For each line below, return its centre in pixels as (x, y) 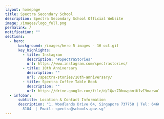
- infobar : (20, 95)
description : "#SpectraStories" (60, 59)
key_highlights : (34, 50)
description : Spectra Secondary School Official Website (64, 18)
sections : (15, 37)
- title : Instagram (42, 55)
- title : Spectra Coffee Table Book (60, 82)
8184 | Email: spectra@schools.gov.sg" (64, 109)
